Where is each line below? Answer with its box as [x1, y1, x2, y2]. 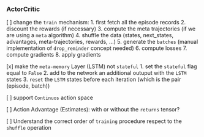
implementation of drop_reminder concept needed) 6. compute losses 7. [6, 44, 187, 52]
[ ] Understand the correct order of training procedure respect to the [6, 118, 182, 125]
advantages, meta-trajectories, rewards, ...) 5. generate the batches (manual [6, 38, 198, 46]
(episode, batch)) [6, 82, 50, 90]
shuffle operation [6, 124, 51, 132]
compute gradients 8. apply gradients [6, 51, 101, 58]
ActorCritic [6, 5, 40, 13]
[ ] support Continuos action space [6, 94, 94, 102]
